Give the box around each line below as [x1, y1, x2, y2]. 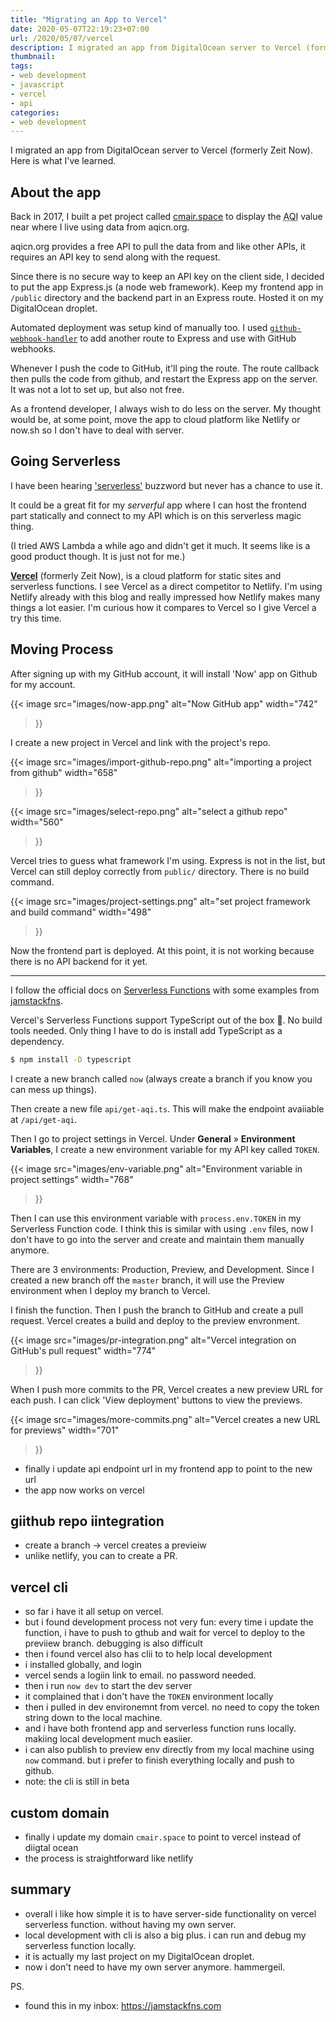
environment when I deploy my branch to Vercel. [10, 1284, 211, 1296]
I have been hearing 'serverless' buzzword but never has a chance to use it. [10, 479, 323, 491]
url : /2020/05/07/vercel [10, 33, 114, 43]
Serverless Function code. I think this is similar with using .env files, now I [10, 1222, 314, 1235]
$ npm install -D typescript [10, 1054, 132, 1065]
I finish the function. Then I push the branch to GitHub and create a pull [10, 1304, 304, 1316]
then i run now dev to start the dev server [24, 1680, 193, 1692]
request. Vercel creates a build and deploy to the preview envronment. [10, 1314, 301, 1326]
